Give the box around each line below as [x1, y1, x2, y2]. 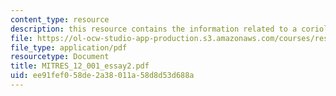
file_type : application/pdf [10, 42, 128, 53]
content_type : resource [10, 14, 110, 25]
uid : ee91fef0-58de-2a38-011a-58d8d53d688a [10, 71, 195, 81]
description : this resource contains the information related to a [10, 24, 298, 34]
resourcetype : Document [10, 52, 110, 62]
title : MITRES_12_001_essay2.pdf [10, 61, 150, 71]
